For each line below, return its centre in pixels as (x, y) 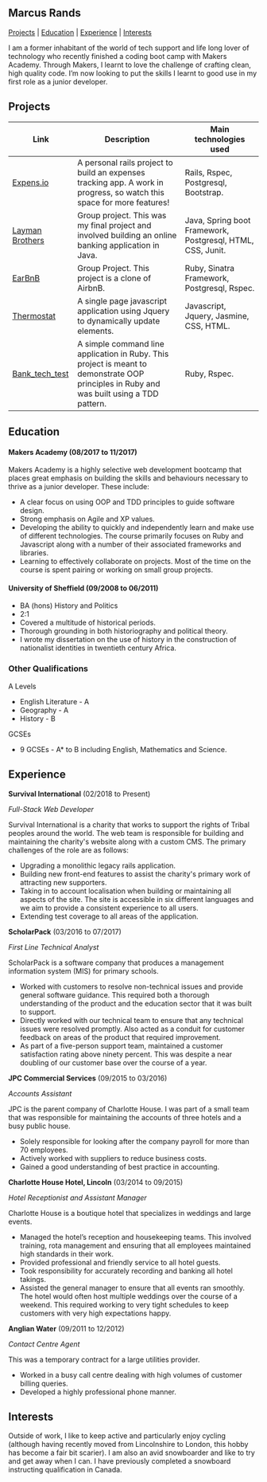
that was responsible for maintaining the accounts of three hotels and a (125, 1117)
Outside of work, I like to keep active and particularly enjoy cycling (117, 1436)
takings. (33, 1279)
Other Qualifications (48, 668)
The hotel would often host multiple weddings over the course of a (129, 1296)
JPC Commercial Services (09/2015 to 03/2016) (88, 1078)
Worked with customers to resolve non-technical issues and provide (132, 986)
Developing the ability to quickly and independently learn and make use (137, 527)
